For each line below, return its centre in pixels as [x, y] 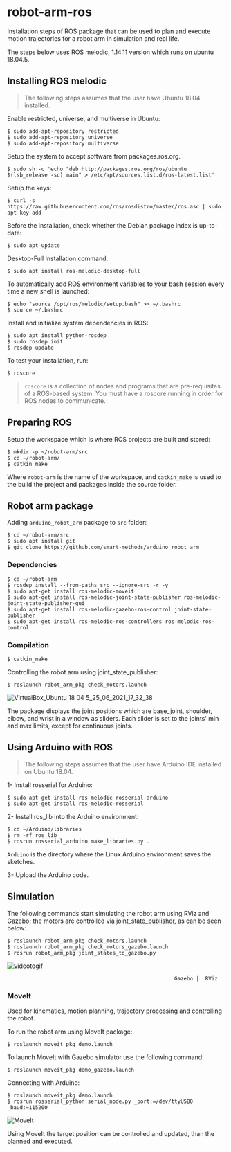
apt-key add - [28, 213]
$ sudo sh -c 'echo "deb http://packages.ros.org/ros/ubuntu [97, 169]
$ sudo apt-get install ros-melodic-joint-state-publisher [94, 597]
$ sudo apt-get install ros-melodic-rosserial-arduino [88, 798]
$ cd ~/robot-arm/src [38, 535]
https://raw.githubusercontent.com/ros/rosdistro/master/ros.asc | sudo [114, 206]
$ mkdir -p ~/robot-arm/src [48, 452]
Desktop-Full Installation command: [58, 258]
